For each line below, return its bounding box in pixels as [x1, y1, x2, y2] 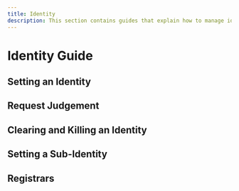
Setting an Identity [7, 76, 91, 88]
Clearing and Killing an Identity [7, 124, 147, 136]
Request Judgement [7, 100, 100, 112]
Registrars [7, 172, 55, 185]
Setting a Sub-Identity [7, 148, 108, 160]
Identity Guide [7, 48, 94, 64]
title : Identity [7, 10, 55, 18]
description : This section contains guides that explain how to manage [7, 17, 224, 24]
